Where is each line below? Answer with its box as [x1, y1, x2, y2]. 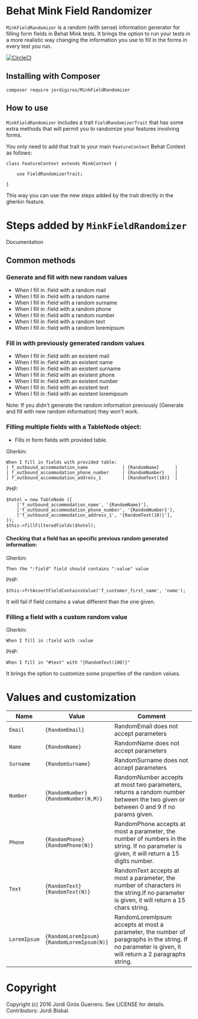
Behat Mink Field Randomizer [6, 4, 152, 18]
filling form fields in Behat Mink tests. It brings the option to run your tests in [6, 30, 190, 37]
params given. [114, 810, 154, 818]
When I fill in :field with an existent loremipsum [14, 390, 128, 397]
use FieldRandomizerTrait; [16, 171, 83, 177]
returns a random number [114, 788, 186, 796]
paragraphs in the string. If [114, 936, 188, 944]
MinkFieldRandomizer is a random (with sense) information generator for [6, 24, 180, 31]
